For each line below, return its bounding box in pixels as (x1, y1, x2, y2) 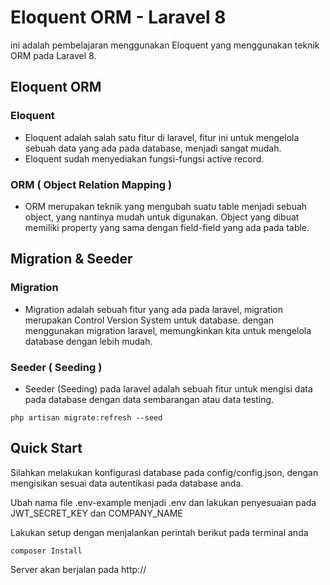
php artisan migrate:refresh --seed (10, 412, 163, 423)
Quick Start (10, 440, 83, 457)
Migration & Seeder (10, 251, 133, 268)
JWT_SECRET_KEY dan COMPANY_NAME (10, 507, 183, 519)
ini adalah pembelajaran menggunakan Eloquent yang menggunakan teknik (10, 39, 320, 51)
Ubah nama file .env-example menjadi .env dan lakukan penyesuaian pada (10, 496, 317, 508)
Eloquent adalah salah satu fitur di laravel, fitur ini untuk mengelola (24, 131, 300, 143)
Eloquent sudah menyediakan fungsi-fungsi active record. (24, 152, 265, 165)
